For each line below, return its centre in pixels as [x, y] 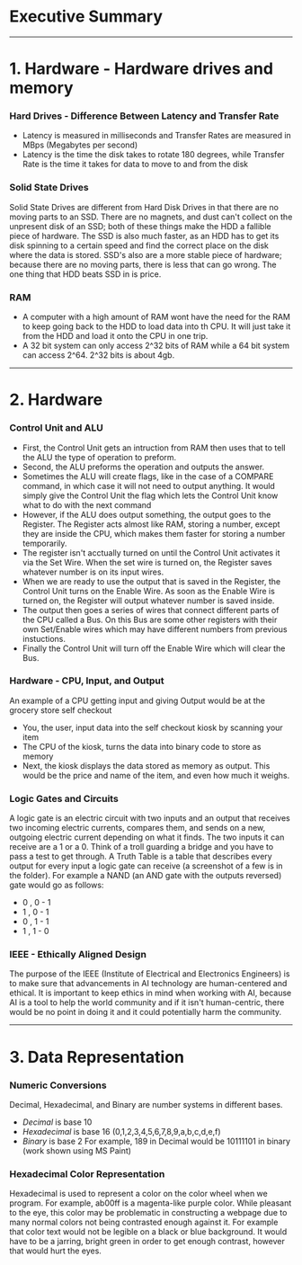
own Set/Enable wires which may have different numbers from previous [155, 629]
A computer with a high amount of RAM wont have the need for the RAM [156, 317]
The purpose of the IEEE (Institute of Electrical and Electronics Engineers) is [150, 974]
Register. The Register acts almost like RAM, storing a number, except [151, 524]
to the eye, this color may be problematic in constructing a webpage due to [148, 1213]
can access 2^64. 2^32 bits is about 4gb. [98, 355]
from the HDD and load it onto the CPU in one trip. [115, 336]
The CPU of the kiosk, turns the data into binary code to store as [142, 746]
